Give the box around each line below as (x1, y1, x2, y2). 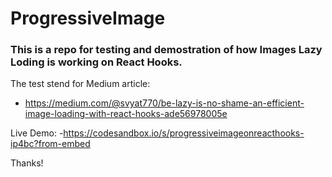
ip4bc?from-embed (10, 138, 91, 150)
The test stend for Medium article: (10, 78, 151, 90)
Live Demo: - (10, 127, 64, 139)
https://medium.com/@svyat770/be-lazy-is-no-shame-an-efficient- (24, 97, 305, 109)
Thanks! (10, 157, 44, 169)
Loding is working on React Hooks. (10, 55, 183, 69)
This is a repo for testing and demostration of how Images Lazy (10, 43, 323, 57)
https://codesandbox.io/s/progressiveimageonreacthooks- (63, 127, 305, 139)
